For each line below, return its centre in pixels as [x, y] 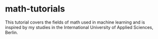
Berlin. [11, 32]
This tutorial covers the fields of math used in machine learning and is [75, 22]
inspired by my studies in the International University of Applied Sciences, [79, 27]
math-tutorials [35, 9]
